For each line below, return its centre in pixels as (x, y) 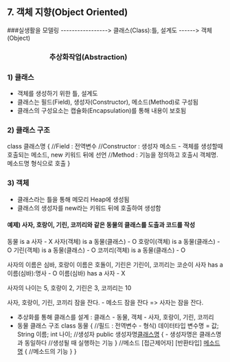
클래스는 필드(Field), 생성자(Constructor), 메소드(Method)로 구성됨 (108, 102)
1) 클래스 (21, 77)
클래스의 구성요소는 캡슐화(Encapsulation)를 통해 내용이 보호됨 (102, 111)
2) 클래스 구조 (28, 130)
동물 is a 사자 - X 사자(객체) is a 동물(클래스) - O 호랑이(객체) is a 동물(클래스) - (114, 241)
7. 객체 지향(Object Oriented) (68, 12)
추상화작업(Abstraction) (88, 57)
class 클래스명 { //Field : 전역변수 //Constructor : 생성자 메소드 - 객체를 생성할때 (115, 146)
